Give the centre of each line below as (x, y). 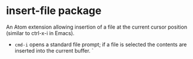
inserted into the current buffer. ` (54, 50)
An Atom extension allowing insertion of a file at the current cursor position (97, 27)
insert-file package (54, 11)
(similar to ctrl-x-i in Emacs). (40, 33)
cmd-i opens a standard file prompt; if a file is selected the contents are (101, 44)
